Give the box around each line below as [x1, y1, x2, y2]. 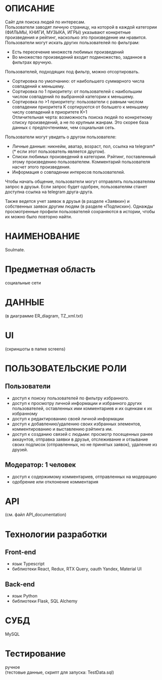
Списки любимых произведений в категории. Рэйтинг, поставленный [12, 153, 156, 159]
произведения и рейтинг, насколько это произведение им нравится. [5, 34, 147, 40]
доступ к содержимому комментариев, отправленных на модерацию [12, 474, 157, 480]
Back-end [5, 580, 35, 588]
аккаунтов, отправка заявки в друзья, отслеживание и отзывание [12, 436, 148, 442]
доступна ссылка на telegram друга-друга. [5, 189, 93, 195]
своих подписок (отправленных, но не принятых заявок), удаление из [12, 441, 157, 447]
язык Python [12, 593, 38, 599]
